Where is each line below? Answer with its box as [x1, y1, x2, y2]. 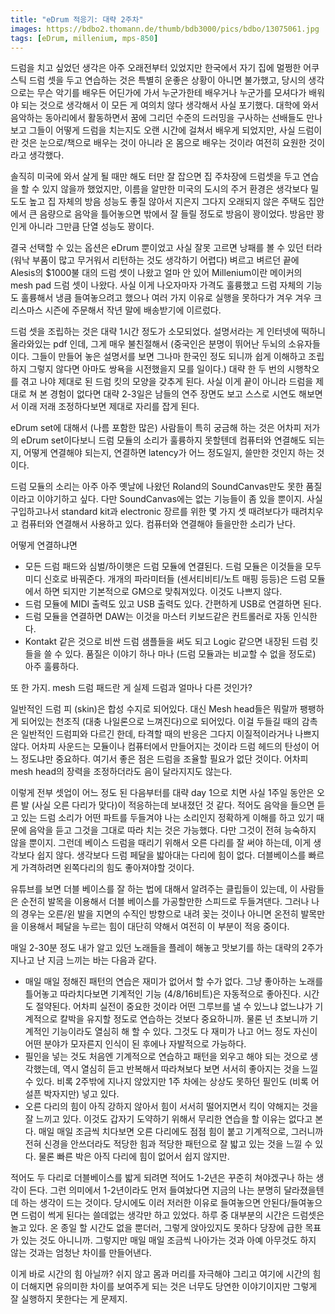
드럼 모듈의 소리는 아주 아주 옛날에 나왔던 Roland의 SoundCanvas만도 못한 [10, 481, 304, 493]
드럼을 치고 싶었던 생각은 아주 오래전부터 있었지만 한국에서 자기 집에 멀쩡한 [10, 62, 302, 74]
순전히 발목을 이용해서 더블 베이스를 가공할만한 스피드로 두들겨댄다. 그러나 [20, 896, 310, 908]
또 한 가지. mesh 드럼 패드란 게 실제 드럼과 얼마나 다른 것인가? [10, 682, 253, 694]
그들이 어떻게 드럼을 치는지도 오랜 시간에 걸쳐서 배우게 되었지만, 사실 [28, 124, 296, 136]
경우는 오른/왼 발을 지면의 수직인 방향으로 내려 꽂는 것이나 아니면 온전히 [20, 908, 299, 920]
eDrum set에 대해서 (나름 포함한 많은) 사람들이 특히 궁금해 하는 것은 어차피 [10, 422, 302, 434]
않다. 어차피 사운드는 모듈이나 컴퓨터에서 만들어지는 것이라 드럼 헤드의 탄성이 [10, 741, 310, 753]
